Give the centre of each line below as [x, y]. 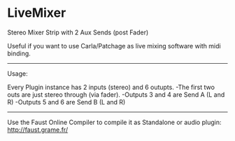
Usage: [17, 73]
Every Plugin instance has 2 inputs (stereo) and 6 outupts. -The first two [111, 87]
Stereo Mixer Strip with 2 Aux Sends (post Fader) [78, 32]
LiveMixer [37, 13]
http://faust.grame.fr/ [38, 129]
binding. [19, 53]
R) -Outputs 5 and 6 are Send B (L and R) [66, 102]
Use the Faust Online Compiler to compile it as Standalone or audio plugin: [114, 122]
